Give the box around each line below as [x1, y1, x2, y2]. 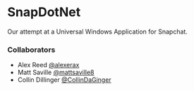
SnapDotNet [7, 4, 81, 20]
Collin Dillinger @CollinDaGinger [17, 76, 111, 84]
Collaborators [7, 45, 56, 55]
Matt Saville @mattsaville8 [17, 68, 95, 77]
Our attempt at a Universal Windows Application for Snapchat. [7, 27, 188, 36]
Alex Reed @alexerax [17, 61, 80, 69]
